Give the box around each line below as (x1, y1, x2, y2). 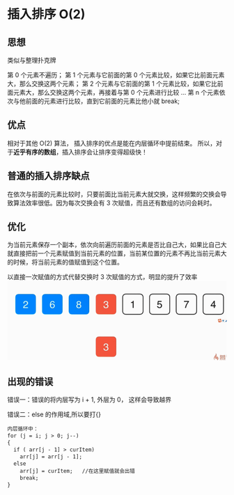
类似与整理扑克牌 (7, 56, 56, 64)
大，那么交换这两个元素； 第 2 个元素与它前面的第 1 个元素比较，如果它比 (7, 79, 217, 88)
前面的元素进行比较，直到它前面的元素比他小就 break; (25, 97, 180, 105)
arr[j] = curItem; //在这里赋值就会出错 (19, 468, 136, 475)
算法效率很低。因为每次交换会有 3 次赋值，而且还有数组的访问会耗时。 (13, 198, 216, 207)
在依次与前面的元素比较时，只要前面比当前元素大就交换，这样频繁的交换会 (7, 189, 221, 198)
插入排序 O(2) (7, 6, 86, 22)
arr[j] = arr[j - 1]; (19, 453, 82, 460)
